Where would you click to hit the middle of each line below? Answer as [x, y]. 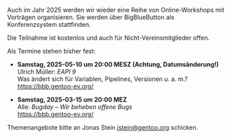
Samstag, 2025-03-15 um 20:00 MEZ [72, 100]
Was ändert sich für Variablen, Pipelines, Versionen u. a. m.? [102, 79]
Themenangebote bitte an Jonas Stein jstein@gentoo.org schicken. [103, 127]
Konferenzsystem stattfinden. [49, 24]
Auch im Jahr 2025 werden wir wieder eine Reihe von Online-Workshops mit [116, 10]
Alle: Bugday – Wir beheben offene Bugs [75, 107]
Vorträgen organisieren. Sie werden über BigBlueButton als [91, 17]
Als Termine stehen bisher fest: [51, 51]
